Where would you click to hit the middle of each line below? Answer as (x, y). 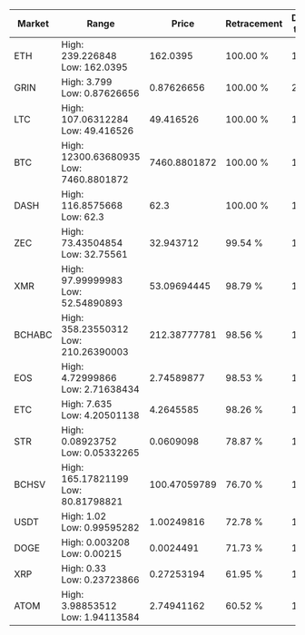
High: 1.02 (84, 516)
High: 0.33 (84, 568)
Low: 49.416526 (98, 131)
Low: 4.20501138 (100, 415)
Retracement (254, 24)
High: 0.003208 (95, 542)
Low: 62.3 (83, 217)
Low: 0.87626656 (100, 93)
